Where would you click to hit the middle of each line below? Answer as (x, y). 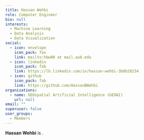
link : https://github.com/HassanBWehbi (56, 85)
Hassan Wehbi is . (25, 133)
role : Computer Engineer (31, 15)
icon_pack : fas (30, 52)
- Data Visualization (33, 39)
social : (13, 43)
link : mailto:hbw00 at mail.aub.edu (53, 57)
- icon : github (26, 76)
